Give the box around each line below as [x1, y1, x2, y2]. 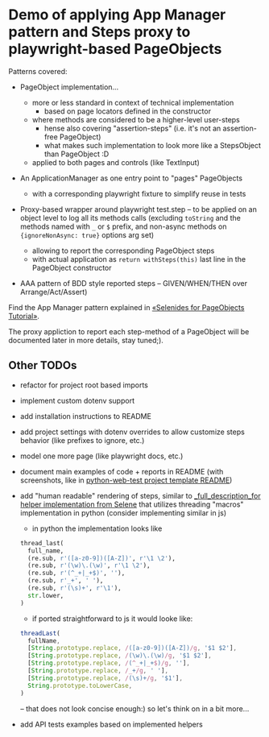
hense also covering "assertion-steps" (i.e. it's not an [43, 123, 221, 133]
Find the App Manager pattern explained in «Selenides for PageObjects [8, 302, 245, 312]
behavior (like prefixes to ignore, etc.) [19, 435, 145, 445]
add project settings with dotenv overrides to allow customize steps [19, 427, 246, 437]
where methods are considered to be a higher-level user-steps [31, 114, 240, 124]
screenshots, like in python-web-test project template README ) [19, 475, 233, 485]
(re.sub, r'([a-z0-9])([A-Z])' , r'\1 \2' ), [27, 554, 176, 562]
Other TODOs [8, 358, 77, 372]
